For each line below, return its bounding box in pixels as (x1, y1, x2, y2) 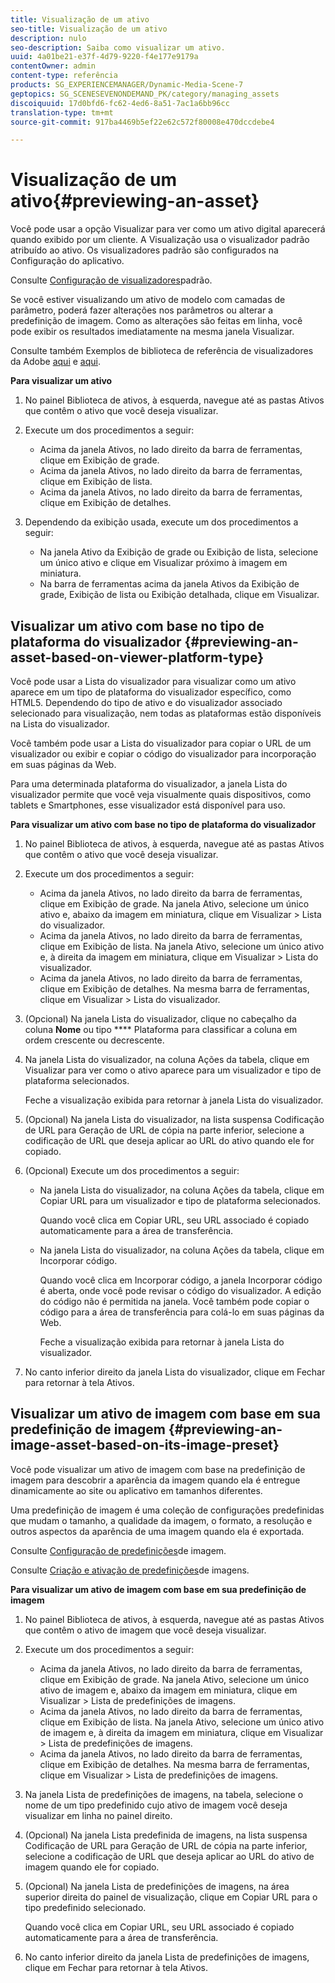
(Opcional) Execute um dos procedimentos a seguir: (24, 1165, 240, 1176)
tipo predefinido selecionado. (24, 1901, 147, 1913)
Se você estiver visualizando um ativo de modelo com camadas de (10, 294, 286, 306)
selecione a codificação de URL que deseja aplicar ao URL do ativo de (24, 1850, 315, 1862)
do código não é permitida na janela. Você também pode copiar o (39, 1296, 310, 1307)
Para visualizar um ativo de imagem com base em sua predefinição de (10, 1583, 307, 1595)
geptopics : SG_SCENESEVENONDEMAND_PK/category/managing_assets (10, 89, 280, 99)
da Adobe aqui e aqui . (10, 356, 101, 368)
